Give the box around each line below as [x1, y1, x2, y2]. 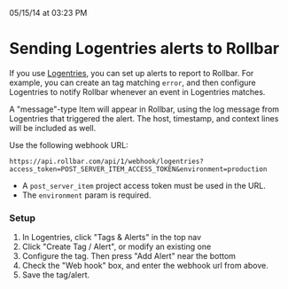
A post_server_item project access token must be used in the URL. [21, 180, 266, 191]
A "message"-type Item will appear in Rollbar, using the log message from [9, 104, 280, 114]
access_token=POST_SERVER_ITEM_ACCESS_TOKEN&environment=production [9, 164, 268, 174]
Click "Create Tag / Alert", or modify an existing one [21, 241, 212, 252]
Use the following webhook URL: [9, 139, 128, 150]
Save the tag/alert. [21, 269, 90, 280]
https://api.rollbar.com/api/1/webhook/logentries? [9, 157, 204, 166]
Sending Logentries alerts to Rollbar [9, 39, 280, 59]
